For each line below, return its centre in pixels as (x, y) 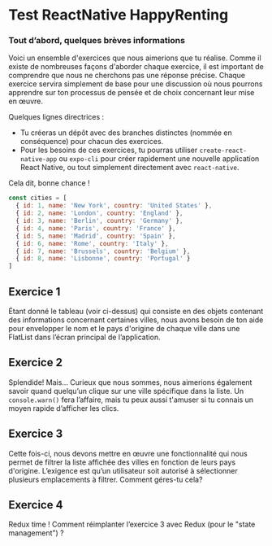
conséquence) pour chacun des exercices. (92, 142)
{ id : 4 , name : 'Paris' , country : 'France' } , (96, 228)
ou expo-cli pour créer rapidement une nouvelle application (159, 159)
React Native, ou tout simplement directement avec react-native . (130, 168)
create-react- (223, 151)
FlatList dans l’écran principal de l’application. (84, 337)
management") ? (37, 533)
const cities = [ (38, 198)
